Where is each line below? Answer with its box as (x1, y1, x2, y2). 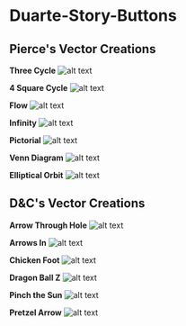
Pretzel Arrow (9, 307, 62, 318)
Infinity (9, 118, 38, 128)
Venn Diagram (9, 152, 64, 163)
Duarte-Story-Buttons (9, 5, 177, 26)
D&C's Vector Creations (9, 195, 146, 212)
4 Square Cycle (9, 83, 68, 93)
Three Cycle (9, 65, 57, 76)
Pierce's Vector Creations (9, 41, 156, 57)
